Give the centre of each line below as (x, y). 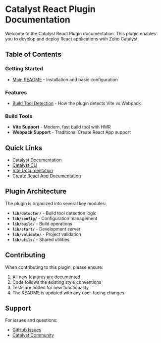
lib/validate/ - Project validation (47, 234)
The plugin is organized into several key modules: (56, 203)
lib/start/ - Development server (46, 229)
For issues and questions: (31, 320)
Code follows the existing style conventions (57, 282)
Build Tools (19, 116)
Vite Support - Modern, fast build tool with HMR (61, 127)
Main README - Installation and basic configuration (65, 79)
